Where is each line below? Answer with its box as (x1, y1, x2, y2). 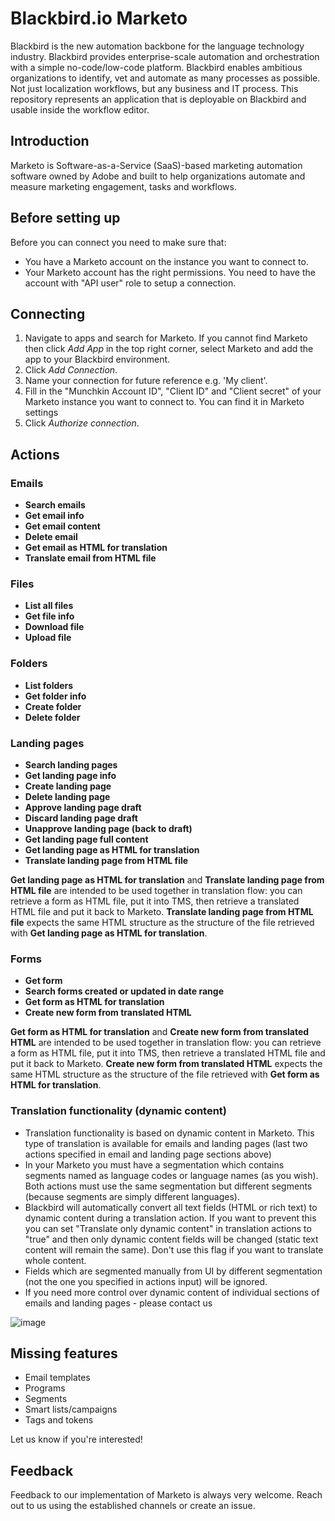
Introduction (10, 133, 90, 150)
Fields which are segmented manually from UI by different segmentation (24, 1265, 323, 1277)
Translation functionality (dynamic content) (10, 1104, 228, 1118)
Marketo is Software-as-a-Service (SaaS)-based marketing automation (10, 159, 303, 171)
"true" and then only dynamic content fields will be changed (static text (24, 1233, 319, 1245)
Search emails (24, 499, 86, 511)
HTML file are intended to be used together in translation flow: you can (10, 884, 303, 896)
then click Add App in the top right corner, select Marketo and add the (24, 343, 314, 355)
